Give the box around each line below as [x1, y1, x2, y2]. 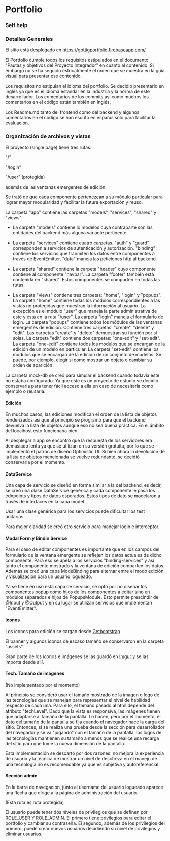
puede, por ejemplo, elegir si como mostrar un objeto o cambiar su [12, 357, 152, 363]
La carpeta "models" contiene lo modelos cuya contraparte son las [12, 224, 153, 230]
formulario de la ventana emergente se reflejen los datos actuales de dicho [5, 552, 162, 558]
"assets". [5, 643, 24, 649]
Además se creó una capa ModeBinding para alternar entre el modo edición [5, 568, 164, 574]
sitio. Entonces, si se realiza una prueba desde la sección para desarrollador [5, 724, 165, 730]
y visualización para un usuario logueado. [5, 573, 92, 580]
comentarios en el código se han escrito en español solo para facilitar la [5, 115, 156, 121]
